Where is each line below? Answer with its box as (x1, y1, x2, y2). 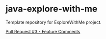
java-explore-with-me (5, 3, 98, 14)
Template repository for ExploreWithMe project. (5, 19, 102, 25)
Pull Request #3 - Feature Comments (5, 28, 80, 34)
